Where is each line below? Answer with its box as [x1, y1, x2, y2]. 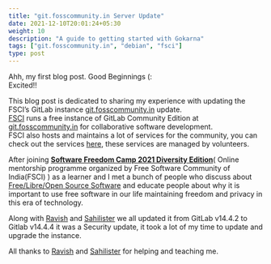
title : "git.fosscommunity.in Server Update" [8, 11, 164, 20]
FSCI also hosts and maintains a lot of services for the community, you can [8, 130, 258, 140]
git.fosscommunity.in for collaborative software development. [8, 122, 213, 131]
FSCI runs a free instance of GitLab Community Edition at [8, 113, 199, 122]
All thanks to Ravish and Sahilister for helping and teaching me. [8, 246, 218, 256]
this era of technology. [8, 198, 83, 207]
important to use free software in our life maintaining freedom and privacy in [8, 189, 263, 198]
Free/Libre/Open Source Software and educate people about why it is [8, 181, 240, 190]
